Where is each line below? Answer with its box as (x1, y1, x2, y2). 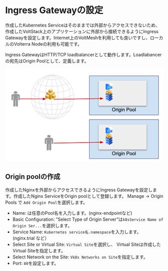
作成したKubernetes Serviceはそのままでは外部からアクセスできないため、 (5, 22, 160, 28)
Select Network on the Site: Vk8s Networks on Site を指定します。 (12, 254, 148, 260)
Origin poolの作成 (5, 173, 61, 181)
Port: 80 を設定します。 (12, 260, 59, 266)
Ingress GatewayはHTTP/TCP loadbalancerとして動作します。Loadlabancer (5, 51, 162, 58)
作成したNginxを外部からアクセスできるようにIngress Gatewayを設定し (5, 187, 153, 193)
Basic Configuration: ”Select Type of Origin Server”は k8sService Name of (12, 216, 163, 222)
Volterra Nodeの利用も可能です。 (14, 41, 82, 47)
